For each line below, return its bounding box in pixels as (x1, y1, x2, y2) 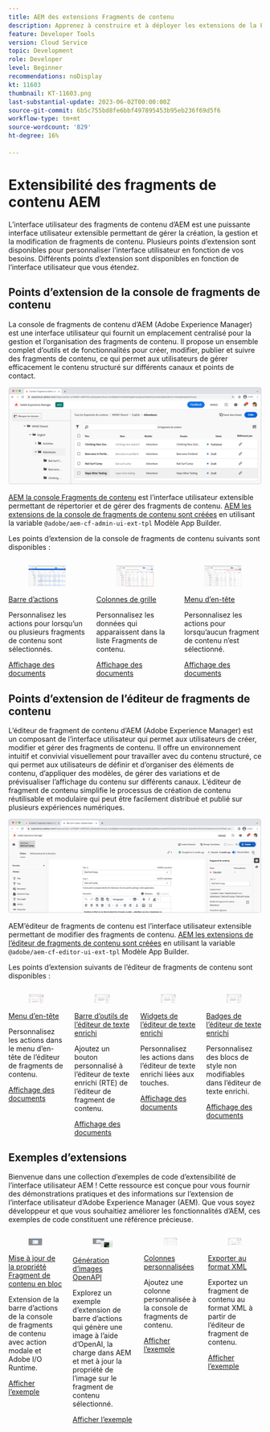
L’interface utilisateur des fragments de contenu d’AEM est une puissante (8, 220, 251, 229)
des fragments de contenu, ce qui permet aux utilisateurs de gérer (8, 354, 228, 363)
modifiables (206, 1069, 245, 1079)
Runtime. (8, 1363, 38, 1373)
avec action (8, 1337, 47, 1347)
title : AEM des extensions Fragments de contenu (8, 13, 174, 21)
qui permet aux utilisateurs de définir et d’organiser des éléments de (8, 760, 235, 769)
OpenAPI (72, 1273, 102, 1282)
